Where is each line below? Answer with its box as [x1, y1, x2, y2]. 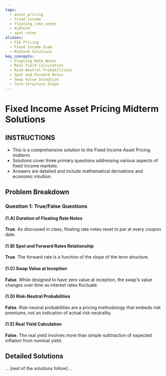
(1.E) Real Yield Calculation [5, 321, 62, 327]
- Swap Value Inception [9, 77, 59, 82]
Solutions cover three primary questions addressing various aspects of [12, 157, 159, 163]
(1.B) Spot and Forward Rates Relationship [5, 243, 94, 249]
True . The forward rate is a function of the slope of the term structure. [5, 254, 150, 260]
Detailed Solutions [5, 352, 64, 361]
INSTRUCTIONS [5, 133, 56, 142]
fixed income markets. [12, 163, 58, 169]
